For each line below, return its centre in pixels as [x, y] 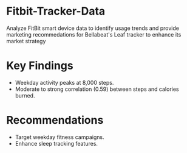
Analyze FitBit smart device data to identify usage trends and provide [93, 28]
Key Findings [40, 66]
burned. [25, 95]
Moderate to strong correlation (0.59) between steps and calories [97, 89]
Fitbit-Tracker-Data [56, 11]
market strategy [26, 41]
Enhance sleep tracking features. [56, 143]
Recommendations [55, 120]
